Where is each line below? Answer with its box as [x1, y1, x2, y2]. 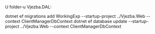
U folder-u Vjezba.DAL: [5, 4, 52, 10]
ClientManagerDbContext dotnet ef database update [21, 19, 128, 24]
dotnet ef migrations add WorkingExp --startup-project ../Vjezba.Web [5, 13, 146, 19]
